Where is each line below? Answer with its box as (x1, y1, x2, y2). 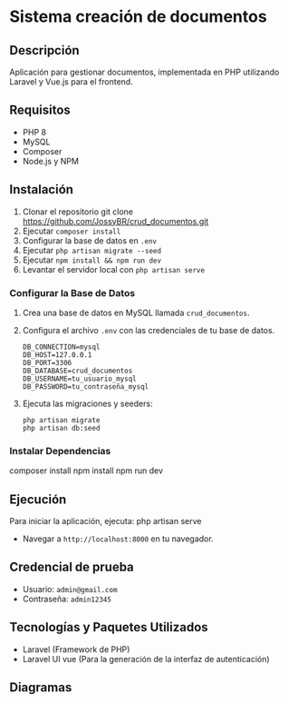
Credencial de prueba (9, 560, 134, 575)
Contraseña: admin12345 (22, 593, 111, 604)
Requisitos (9, 103, 71, 118)
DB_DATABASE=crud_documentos (22, 366, 133, 375)
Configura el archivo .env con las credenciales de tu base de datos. (22, 324, 275, 335)
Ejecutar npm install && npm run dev (22, 254, 161, 265)
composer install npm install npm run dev (9, 465, 164, 476)
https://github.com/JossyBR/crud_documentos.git (22, 215, 209, 226)
